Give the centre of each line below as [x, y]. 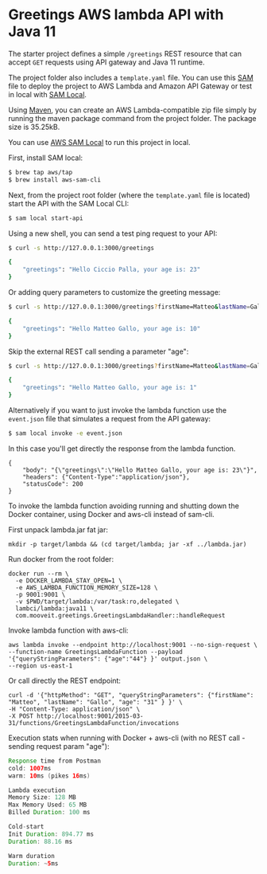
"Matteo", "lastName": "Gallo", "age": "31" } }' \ [95, 702]
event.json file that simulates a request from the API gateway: [110, 419]
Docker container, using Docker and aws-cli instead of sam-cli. [111, 514]
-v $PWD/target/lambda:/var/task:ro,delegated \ [97, 602]
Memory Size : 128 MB [43, 798]
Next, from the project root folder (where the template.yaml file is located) [129, 195]
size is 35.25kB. [34, 127]
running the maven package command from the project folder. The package [132, 118]
